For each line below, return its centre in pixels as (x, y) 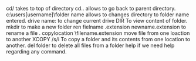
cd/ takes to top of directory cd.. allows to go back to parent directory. (91, 8)
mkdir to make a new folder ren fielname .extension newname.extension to (96, 27)
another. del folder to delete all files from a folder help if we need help (90, 45)
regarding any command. (36, 51)
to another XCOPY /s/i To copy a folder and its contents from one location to (98, 39)
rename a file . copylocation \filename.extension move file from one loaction (98, 33)
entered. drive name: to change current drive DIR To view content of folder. (97, 21)
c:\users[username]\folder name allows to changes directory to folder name (98, 15)
